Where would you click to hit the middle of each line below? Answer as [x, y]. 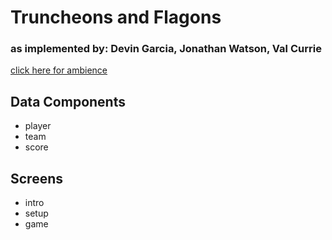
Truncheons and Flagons [116, 17]
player [38, 126]
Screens [36, 178]
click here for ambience [59, 70]
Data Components [68, 101]
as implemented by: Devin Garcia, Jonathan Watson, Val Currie [166, 49]
